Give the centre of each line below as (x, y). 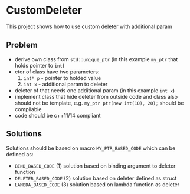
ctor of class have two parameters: (57, 72)
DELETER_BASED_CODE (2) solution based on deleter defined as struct (96, 178)
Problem (22, 45)
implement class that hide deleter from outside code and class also (96, 96)
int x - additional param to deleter (65, 84)
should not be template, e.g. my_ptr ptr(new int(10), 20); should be (99, 103)
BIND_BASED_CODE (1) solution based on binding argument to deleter (95, 166)
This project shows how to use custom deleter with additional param (89, 26)
